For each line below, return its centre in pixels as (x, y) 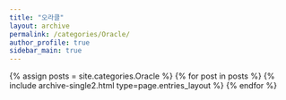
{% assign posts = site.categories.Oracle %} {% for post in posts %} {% (142, 76)
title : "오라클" (37, 17)
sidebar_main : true (46, 51)
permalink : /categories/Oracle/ (69, 34)
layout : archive (39, 26)
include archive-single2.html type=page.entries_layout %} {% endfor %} (143, 86)
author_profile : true (50, 42)
